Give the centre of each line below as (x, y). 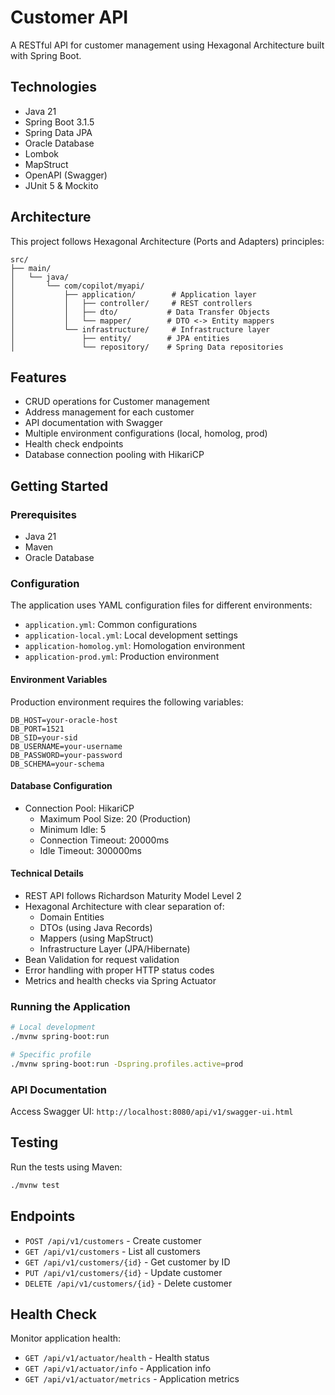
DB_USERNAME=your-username (66, 746)
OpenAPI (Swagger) (66, 175)
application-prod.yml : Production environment (122, 657)
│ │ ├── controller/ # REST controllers (131, 303)
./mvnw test (35, 1185)
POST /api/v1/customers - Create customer (113, 1240)
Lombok (42, 153)
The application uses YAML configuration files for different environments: (161, 605)
